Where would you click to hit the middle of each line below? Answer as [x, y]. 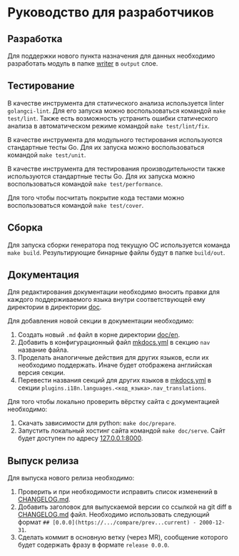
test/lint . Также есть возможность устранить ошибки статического [113, 118]
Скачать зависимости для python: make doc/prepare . [97, 423]
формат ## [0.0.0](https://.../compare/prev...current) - [107, 522]
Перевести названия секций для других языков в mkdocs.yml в [115, 380]
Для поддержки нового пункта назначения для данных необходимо [111, 56]
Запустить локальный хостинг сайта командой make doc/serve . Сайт [122, 431]
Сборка [25, 228]
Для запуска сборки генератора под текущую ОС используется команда [119, 245]
